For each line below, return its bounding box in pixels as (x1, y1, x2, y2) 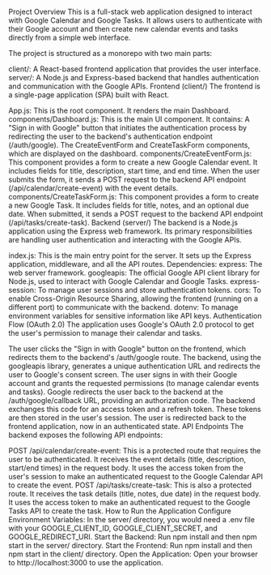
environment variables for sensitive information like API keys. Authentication (8, 311, 262, 320)
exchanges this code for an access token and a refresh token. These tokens (8, 405, 261, 414)
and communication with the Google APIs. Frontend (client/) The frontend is (8, 81, 260, 91)
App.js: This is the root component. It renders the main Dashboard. (8, 105, 231, 115)
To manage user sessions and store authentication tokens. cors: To (37, 285, 261, 294)
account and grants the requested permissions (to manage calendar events (8, 379, 260, 388)
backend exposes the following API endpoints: (8, 430, 163, 440)
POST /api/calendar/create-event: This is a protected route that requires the (8, 446, 261, 455)
